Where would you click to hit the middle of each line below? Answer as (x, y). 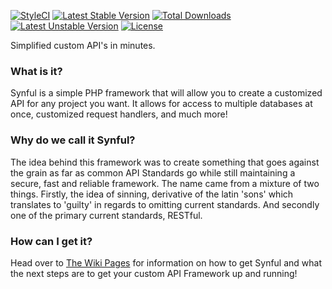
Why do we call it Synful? (73, 140)
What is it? (36, 71)
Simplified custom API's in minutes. (83, 45)
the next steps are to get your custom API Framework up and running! (154, 273)
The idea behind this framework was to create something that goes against (165, 162)
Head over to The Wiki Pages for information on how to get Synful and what (166, 262)
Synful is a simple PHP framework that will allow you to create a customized (166, 93)
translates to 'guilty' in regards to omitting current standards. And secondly (165, 204)
